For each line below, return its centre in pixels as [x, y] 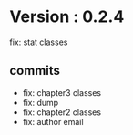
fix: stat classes [39, 42]
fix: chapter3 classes [62, 92]
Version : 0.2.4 [67, 17]
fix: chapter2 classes [62, 112]
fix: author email [53, 121]
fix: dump [41, 102]
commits [35, 71]
